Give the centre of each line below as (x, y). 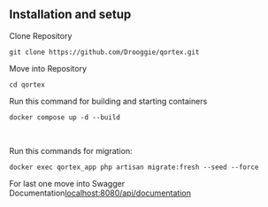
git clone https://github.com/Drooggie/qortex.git (104, 52)
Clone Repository (41, 35)
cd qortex (27, 84)
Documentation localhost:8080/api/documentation (100, 193)
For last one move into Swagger (67, 183)
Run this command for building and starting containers (108, 101)
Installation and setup (70, 15)
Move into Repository (48, 68)
